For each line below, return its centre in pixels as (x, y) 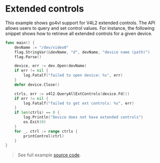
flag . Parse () (28, 57)
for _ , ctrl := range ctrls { (46, 131)
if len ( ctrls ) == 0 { (37, 113)
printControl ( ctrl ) (44, 136)
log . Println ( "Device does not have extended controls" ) (83, 117)
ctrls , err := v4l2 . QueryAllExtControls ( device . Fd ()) (72, 94)
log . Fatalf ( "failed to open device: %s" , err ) (73, 75)
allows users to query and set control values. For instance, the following (80, 28)
